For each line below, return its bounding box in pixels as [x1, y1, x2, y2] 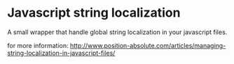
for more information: [7, 41, 69, 49]
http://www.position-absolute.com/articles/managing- [69, 41, 226, 49]
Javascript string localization [7, 5, 181, 21]
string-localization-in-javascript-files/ [7, 49, 116, 57]
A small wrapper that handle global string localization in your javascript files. [7, 28, 228, 36]
